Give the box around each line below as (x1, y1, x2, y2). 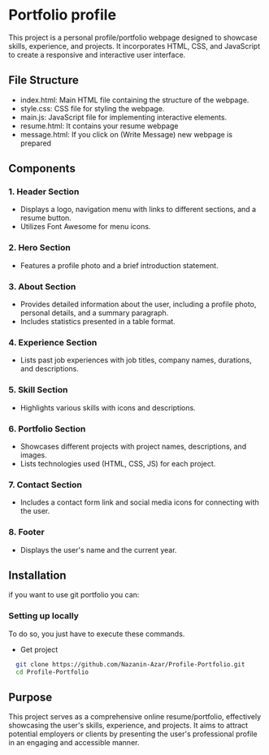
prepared (20, 138, 51, 148)
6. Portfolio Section (8, 423, 86, 434)
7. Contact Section (8, 479, 83, 490)
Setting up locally (8, 610, 80, 622)
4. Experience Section (8, 336, 98, 348)
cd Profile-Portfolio (15, 668, 89, 676)
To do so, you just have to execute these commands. (8, 628, 185, 639)
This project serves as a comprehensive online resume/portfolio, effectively (8, 712, 262, 722)
